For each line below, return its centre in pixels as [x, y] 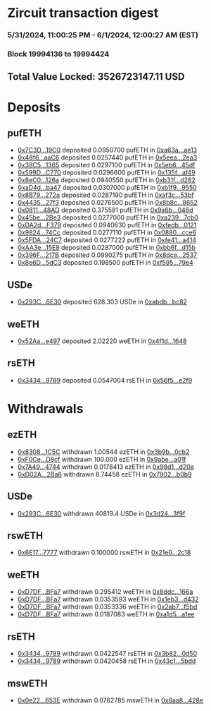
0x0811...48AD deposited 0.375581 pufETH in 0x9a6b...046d [105, 210]
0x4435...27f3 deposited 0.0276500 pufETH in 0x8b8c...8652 [108, 203]
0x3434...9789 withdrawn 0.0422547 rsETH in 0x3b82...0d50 [107, 654]
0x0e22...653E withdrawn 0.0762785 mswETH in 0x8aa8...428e [110, 700]
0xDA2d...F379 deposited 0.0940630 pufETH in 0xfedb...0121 [107, 225]
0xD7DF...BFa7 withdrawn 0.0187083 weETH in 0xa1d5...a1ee [106, 614]
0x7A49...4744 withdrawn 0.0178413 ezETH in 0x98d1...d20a [106, 467]
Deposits [34, 107]
